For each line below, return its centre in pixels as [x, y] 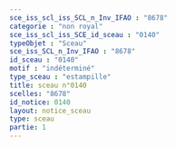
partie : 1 [28, 128]
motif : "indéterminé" [52, 69]
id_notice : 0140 [40, 102]
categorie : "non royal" [56, 26]
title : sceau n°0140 [49, 85]
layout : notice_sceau [50, 111]
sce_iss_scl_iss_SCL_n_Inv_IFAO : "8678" [89, 18]
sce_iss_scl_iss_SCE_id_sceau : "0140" [85, 34]
